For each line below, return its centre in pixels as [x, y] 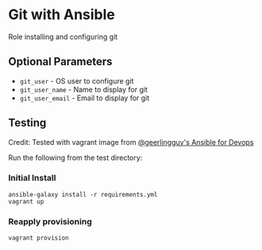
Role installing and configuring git [63, 37]
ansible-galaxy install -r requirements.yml [83, 194]
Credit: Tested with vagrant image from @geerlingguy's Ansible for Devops [131, 142]
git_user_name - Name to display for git [84, 89]
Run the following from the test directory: [75, 158]
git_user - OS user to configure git [77, 80]
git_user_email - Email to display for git [85, 98]
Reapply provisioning [50, 221]
